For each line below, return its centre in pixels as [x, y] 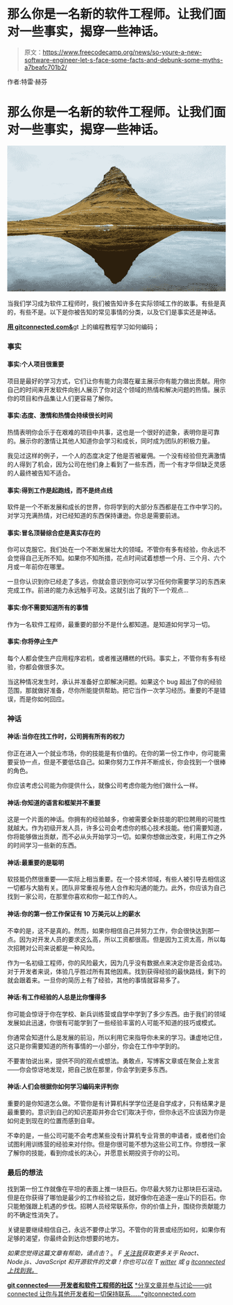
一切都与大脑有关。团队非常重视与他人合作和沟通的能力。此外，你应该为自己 [116, 888]
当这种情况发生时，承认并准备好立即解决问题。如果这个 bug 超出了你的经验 [115, 682]
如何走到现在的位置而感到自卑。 [53, 1120]
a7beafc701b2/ [45, 67]
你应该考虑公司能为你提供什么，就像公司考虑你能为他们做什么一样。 [104, 785]
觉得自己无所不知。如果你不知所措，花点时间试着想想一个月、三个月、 [113, 558]
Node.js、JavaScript [37, 1262]
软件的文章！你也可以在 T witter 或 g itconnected [155, 1262]
